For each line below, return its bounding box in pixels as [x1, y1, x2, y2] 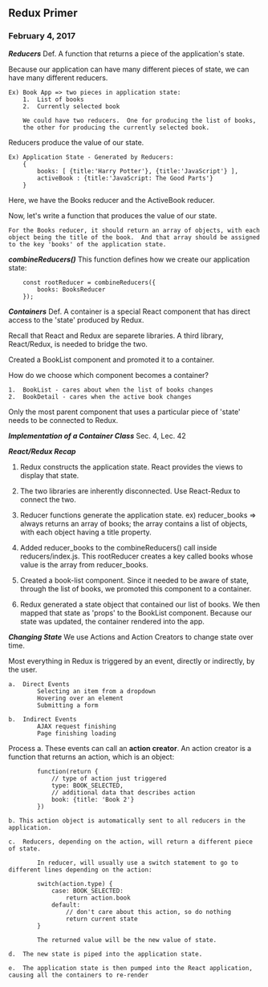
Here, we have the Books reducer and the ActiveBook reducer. [8, 195, 215, 205]
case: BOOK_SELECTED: [51, 887, 124, 895]
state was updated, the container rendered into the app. [19, 616, 205, 626]
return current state [65, 915, 138, 923]
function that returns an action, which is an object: [8, 752, 175, 762]
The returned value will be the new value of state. [37, 936, 217, 944]
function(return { [37, 767, 99, 775]
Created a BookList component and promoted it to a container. [8, 355, 215, 364]
